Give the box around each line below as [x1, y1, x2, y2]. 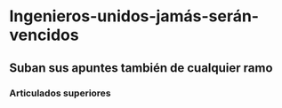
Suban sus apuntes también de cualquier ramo [9, 60, 273, 75]
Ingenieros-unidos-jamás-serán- [9, 6, 260, 27]
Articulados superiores [9, 87, 111, 99]
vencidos [9, 25, 79, 45]
